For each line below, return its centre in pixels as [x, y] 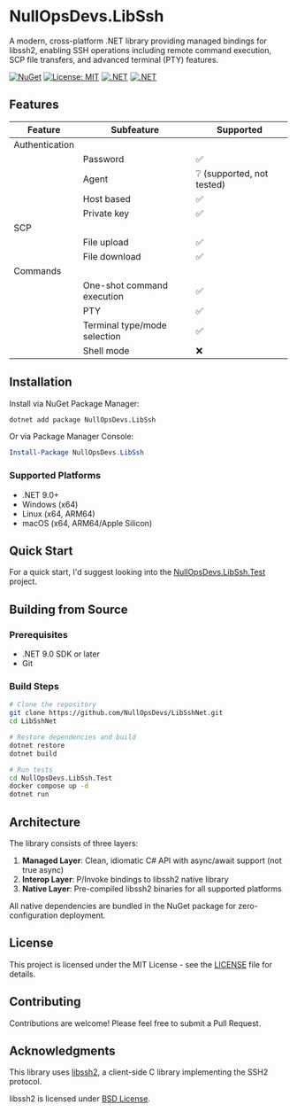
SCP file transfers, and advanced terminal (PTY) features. [114, 59]
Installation [41, 382]
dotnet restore [37, 745]
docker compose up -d [49, 786]
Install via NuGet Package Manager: [74, 403]
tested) [210, 184]
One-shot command [125, 285]
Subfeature [135, 129]
